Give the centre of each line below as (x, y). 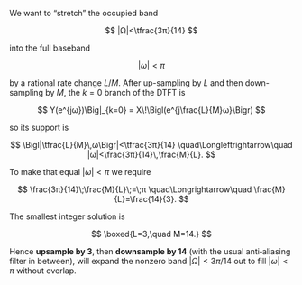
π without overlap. (43, 271)
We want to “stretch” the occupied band (84, 13)
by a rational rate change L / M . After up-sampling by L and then (126, 83)
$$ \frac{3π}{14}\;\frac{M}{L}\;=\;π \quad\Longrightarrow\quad (135, 189)
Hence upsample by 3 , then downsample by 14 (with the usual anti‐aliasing (150, 251)
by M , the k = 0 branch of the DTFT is (115, 92)
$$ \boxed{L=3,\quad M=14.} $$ (151, 234)
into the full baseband (50, 48)
